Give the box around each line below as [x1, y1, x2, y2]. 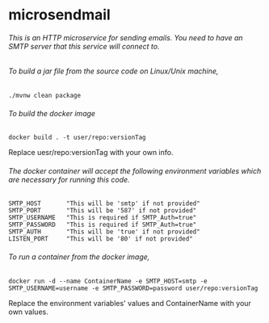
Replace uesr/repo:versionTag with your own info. [8, 148, 174, 157]
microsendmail [8, 6, 111, 24]
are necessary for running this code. [8, 174, 131, 184]
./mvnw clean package [8, 91, 82, 99]
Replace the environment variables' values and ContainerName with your [8, 298, 252, 308]
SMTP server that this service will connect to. [8, 41, 160, 51]
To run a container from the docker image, [8, 252, 150, 262]
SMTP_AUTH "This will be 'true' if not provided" [8, 228, 200, 236]
